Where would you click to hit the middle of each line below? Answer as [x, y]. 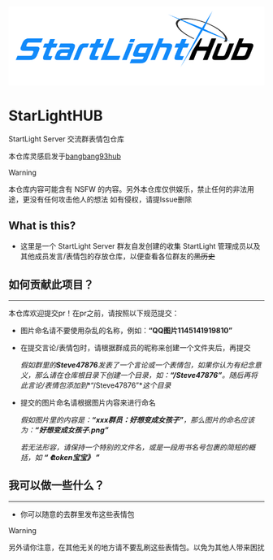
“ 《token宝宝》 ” [71, 457]
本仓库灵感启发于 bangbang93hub [65, 156]
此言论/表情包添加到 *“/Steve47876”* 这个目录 [95, 385]
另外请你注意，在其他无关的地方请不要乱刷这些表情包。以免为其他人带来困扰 [136, 547]
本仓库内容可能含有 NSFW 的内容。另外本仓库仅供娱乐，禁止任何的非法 [128, 189]
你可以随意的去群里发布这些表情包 [77, 514]
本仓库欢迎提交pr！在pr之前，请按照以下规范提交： [94, 313]
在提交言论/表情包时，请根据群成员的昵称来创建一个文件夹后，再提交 [135, 347]
